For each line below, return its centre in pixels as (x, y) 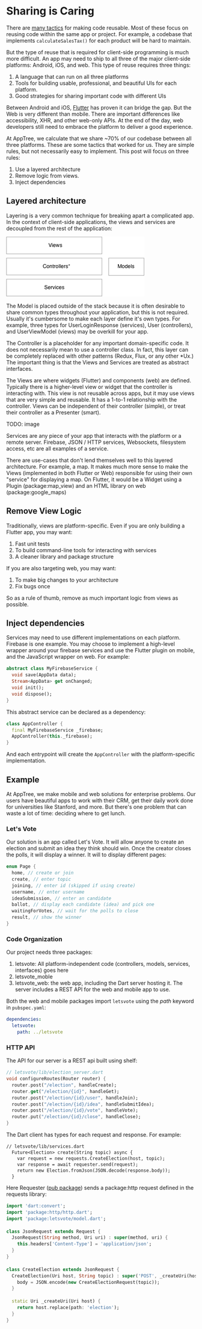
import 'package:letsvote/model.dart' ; (56, 1219)
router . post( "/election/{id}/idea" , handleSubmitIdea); (83, 1104)
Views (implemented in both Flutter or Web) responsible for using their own (99, 473)
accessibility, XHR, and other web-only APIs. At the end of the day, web (95, 120)
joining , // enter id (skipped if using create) (74, 885)
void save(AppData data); (44, 675)
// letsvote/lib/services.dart (45, 1147)
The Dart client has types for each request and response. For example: (94, 1135)
